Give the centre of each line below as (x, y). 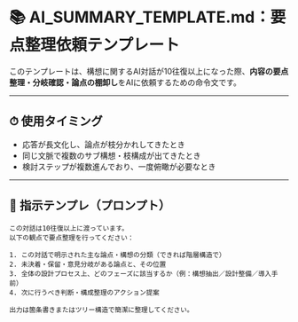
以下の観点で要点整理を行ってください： (72, 238)
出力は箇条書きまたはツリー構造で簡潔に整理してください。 (102, 310)
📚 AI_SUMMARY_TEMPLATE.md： (140, 17)
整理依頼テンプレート (102, 45)
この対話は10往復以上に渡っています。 (69, 228)
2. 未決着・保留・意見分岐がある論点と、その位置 (88, 264)
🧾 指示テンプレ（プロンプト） (90, 205)
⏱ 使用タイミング (56, 121)
